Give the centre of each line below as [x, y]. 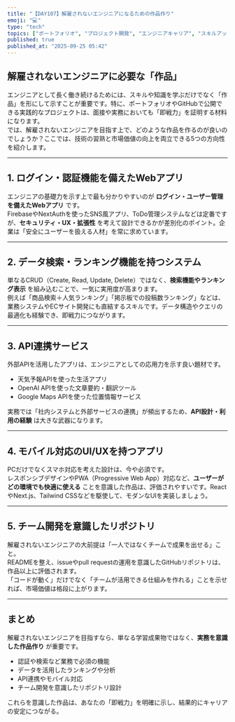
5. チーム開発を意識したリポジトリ [81, 526]
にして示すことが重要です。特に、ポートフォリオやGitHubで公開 [124, 103]
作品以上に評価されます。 [44, 571]
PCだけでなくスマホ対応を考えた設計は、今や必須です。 [88, 470]
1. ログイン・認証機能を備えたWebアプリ [95, 178]
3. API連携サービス [48, 346]
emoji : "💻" [24, 20]
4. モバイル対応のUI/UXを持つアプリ [86, 451]
